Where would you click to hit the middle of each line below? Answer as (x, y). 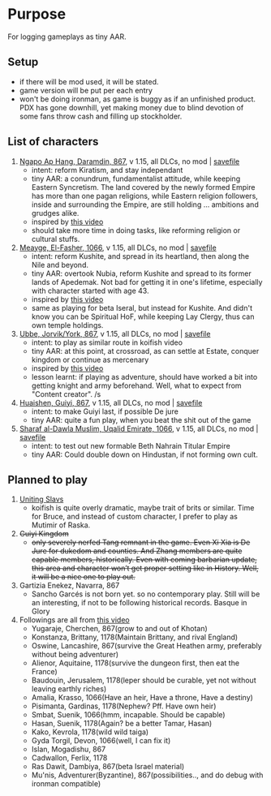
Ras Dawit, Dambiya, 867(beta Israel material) (108, 767)
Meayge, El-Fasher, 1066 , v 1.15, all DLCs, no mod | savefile (118, 247)
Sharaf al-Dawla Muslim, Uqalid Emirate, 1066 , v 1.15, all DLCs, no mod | (139, 428)
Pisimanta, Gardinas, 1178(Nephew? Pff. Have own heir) (124, 706)
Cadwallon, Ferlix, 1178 (69, 758)
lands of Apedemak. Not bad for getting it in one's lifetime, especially (147, 282)
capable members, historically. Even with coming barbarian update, (144, 560)
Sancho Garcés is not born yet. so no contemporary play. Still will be (146, 594)
